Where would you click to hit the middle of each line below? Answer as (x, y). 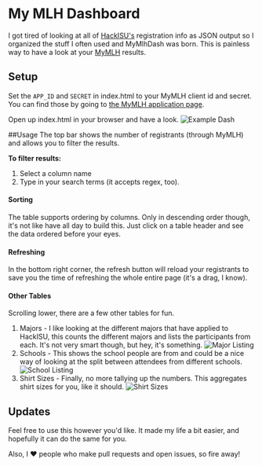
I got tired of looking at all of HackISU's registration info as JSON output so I (131, 35)
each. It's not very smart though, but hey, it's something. (111, 345)
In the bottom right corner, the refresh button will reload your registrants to (129, 270)
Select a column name (55, 173)
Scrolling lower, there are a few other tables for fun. (91, 313)
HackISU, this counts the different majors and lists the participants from (135, 337)
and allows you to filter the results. (64, 143)
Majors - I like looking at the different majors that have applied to (124, 328)
